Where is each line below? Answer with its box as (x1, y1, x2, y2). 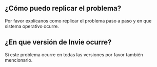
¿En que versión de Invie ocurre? (5, 38, 112, 47)
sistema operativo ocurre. (5, 23, 60, 29)
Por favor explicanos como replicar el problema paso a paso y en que (5, 17, 152, 24)
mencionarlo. (5, 57, 33, 63)
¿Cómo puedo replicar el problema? (5, 4, 122, 13)
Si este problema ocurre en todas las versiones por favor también (5, 51, 143, 58)
